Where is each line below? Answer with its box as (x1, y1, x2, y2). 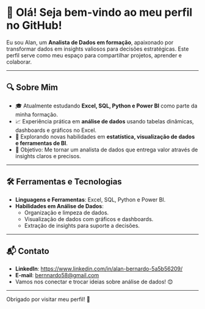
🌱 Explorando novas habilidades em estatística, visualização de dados (15, 133, 195, 140)
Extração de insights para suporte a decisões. (24, 222, 140, 229)
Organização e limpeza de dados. (24, 209, 109, 216)
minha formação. (15, 111, 59, 118)
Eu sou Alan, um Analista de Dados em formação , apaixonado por (6, 38, 174, 46)
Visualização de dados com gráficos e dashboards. (24, 215, 154, 222)
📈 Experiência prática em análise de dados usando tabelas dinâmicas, (15, 117, 194, 125)
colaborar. (6, 58, 32, 65)
